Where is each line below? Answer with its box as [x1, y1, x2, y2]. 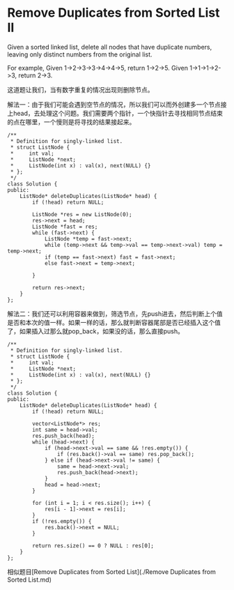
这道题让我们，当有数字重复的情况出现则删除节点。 [7, 85, 154, 93]
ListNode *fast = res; [32, 223, 98, 230]
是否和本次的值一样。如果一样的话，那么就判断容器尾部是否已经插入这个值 [7, 318, 221, 326]
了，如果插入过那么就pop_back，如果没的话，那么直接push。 [7, 326, 185, 335]
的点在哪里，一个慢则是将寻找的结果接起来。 [7, 117, 136, 126]
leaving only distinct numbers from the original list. [7, 50, 153, 59]
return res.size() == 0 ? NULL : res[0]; [32, 542, 155, 549]
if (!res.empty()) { [32, 517, 92, 524]
